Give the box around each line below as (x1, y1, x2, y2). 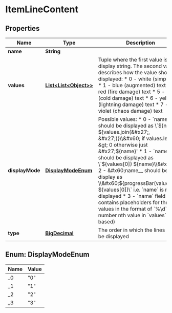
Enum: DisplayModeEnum (5, 250, 90, 259)
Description (126, 39, 155, 46)
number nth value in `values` (98, 212, 166, 219)
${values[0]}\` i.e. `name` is (98, 186, 164, 193)
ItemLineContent (5, 4, 78, 15)
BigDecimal (45, 229, 74, 237)
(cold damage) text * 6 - (98, 95, 158, 101)
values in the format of (98, 205, 153, 212)
